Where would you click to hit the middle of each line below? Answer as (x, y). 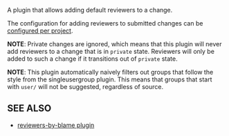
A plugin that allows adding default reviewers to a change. (90, 10)
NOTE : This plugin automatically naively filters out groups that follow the (110, 72)
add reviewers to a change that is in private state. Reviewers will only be (111, 51)
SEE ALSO (29, 109)
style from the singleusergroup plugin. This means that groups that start (110, 79)
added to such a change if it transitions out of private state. (92, 59)
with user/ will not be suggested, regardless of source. (85, 87)
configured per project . (40, 31)
